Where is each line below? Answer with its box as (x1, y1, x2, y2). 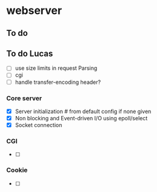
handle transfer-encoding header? (15, 78, 101, 86)
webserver (6, 4, 62, 18)
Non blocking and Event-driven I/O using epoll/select (15, 114, 148, 122)
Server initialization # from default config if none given (15, 108, 152, 115)
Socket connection (15, 122, 62, 128)
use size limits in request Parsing (15, 64, 98, 72)
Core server (6, 94, 42, 102)
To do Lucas (6, 48, 53, 58)
